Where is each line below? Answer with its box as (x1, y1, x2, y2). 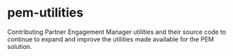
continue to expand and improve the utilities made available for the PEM (7, 35, 215, 43)
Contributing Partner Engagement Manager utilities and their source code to (7, 28, 226, 36)
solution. (7, 42, 33, 50)
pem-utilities (7, 5, 84, 21)
